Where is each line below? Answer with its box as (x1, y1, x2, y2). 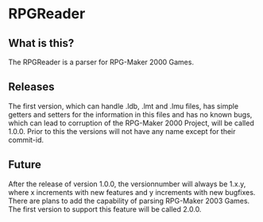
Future (8, 158, 42, 171)
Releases (8, 80, 55, 94)
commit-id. (8, 135, 44, 144)
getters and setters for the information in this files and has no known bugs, (8, 109, 253, 119)
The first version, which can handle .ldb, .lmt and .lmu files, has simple (8, 101, 239, 111)
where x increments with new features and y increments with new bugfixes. (8, 187, 256, 197)
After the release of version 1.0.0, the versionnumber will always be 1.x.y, (8, 179, 246, 189)
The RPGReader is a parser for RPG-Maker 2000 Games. (8, 57, 195, 67)
